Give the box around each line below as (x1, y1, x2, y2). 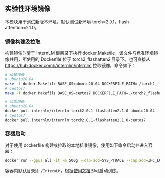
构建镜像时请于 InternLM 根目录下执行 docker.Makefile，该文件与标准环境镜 (5, 51, 158, 56)
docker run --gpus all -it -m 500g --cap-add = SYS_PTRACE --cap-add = (5, 158, 148, 163)
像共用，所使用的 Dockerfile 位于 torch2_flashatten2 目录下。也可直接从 (5, 56, 151, 62)
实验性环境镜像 (5, 4, 51, 13)
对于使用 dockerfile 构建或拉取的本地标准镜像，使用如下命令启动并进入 (5, 142, 148, 148)
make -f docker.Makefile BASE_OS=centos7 (5, 90, 91, 96)
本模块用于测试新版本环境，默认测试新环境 (5, 19, 91, 25)
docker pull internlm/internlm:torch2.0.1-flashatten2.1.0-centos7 (5, 117, 146, 123)
